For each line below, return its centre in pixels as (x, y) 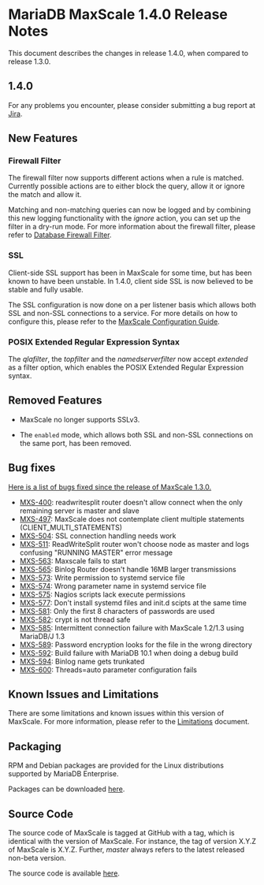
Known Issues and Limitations (84, 695)
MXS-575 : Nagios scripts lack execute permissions (102, 594)
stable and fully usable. (46, 289)
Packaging (35, 746)
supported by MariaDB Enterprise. (64, 774)
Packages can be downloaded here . (67, 789)
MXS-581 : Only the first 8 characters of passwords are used (117, 611)
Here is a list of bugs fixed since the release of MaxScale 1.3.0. (110, 487)
